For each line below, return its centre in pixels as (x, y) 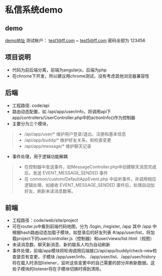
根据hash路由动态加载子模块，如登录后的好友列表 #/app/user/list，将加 (83, 233)
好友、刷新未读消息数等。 (50, 191)
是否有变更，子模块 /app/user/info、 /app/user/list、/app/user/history (86, 257)
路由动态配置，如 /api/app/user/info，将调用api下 (62, 111)
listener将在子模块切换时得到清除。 (69, 269)
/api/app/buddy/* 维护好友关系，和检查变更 (68, 140)
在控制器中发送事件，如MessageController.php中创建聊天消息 (86, 167)
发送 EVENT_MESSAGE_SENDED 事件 (70, 172)
